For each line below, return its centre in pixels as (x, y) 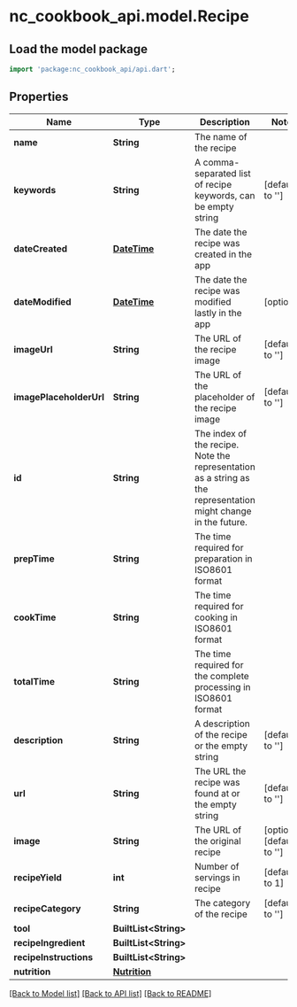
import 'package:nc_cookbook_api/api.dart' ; (92, 69)
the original (217, 840)
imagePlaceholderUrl (59, 397)
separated (215, 173)
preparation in (224, 558)
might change (223, 511)
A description (222, 724)
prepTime (34, 558)
